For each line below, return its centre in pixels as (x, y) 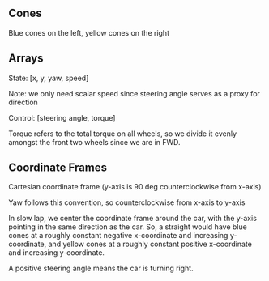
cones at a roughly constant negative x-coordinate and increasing (118, 236)
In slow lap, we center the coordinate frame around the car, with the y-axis (133, 219)
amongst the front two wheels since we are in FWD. (94, 142)
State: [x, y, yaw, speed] (49, 78)
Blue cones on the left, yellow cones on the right (89, 32)
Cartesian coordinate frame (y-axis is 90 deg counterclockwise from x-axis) (135, 187)
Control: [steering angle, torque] (62, 117)
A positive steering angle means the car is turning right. (101, 268)
